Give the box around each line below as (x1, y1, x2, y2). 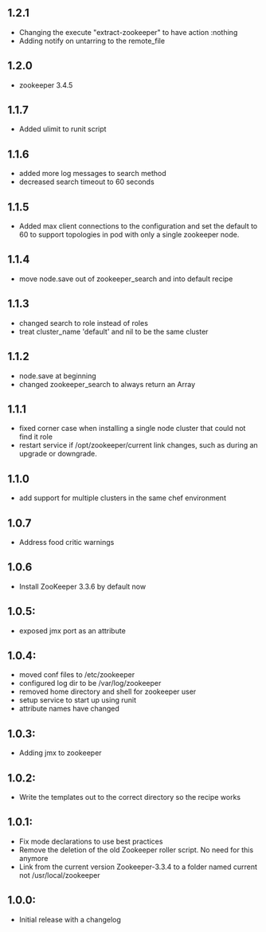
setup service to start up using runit (18, 695, 137, 705)
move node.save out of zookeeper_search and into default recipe (18, 274, 233, 284)
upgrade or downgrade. (18, 449, 97, 459)
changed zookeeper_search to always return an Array (18, 379, 196, 389)
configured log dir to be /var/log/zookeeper (18, 679, 162, 688)
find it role (18, 432, 53, 441)
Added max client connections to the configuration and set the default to (18, 221, 258, 231)
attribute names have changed (18, 704, 120, 714)
